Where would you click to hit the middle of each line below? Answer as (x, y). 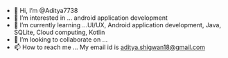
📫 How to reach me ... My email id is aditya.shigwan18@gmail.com (109, 47)
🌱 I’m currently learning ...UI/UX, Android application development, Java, (117, 25)
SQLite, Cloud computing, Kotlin (59, 32)
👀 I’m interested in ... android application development (91, 18)
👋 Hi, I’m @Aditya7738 (46, 11)
